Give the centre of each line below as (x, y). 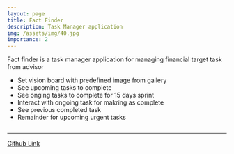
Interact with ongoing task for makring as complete (91, 102)
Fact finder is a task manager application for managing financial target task (115, 59)
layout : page (26, 14)
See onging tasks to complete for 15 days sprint (86, 95)
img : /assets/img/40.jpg (43, 33)
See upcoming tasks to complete (64, 88)
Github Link (24, 144)
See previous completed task (59, 110)
